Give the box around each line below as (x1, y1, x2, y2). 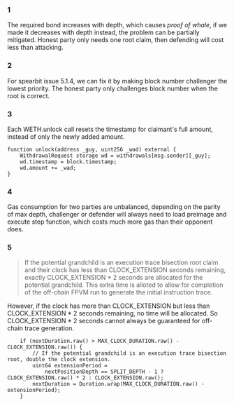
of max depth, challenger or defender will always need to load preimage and (7, 210, 227, 219)
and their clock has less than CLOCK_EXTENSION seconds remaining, (24, 266, 226, 274)
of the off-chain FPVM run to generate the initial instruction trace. (24, 288, 213, 297)
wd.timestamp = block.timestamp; (20, 158, 117, 165)
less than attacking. (7, 43, 64, 52)
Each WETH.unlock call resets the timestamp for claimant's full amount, (7, 125, 213, 133)
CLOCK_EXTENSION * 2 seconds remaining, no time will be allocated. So (7, 309, 218, 318)
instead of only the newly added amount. (7, 132, 125, 141)
